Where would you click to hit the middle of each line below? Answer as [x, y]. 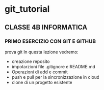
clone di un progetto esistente [42, 82]
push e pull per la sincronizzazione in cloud [55, 77]
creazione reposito [31, 61]
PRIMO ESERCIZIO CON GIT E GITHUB [50, 41]
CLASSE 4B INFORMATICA [46, 27]
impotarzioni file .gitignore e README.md [53, 66]
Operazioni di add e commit [40, 72]
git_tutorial [27, 9]
